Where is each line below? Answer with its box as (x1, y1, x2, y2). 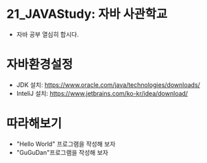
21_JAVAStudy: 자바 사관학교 (6, 6, 168, 22)
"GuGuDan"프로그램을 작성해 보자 (16, 148, 109, 156)
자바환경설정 (6, 57, 73, 73)
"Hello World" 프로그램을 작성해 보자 (16, 140, 116, 148)
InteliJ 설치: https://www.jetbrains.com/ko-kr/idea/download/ (16, 89, 188, 97)
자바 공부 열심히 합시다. (16, 30, 80, 38)
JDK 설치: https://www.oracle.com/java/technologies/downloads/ (16, 80, 200, 89)
